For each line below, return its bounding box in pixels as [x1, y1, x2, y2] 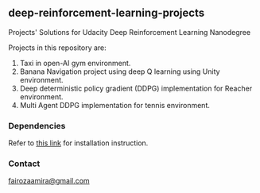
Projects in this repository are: [8, 43, 107, 52]
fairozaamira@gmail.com [8, 176, 90, 186]
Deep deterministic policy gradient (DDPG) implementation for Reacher [19, 83, 253, 93]
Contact [8, 158, 41, 169]
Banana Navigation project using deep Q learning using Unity [19, 67, 220, 76]
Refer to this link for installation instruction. [8, 138, 149, 148]
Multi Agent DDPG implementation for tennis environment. [19, 100, 211, 110]
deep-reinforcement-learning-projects [8, 6, 205, 20]
